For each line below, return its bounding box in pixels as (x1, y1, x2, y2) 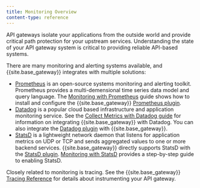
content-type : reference (6, 14, 69, 20)
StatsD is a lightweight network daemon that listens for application (14, 131, 180, 139)
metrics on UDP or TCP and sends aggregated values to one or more (14, 137, 186, 145)
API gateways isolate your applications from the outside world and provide (6, 31, 191, 38)
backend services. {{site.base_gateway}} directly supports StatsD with (14, 144, 191, 151)
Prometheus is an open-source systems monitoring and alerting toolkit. (14, 80, 192, 87)
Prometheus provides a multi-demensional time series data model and (14, 86, 190, 93)
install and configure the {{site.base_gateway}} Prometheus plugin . (14, 99, 182, 106)
